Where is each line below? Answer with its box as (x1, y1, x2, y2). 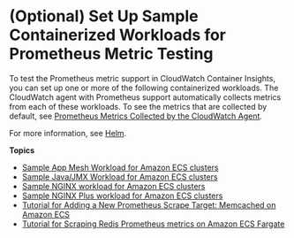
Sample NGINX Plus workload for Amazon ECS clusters (21, 190, 223, 201)
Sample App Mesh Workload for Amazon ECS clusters (21, 162, 219, 173)
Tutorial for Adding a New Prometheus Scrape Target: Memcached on (21, 199, 276, 210)
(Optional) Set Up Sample (9, 6, 199, 27)
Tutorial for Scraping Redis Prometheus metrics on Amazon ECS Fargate (21, 219, 285, 229)
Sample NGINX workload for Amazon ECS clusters (21, 180, 206, 191)
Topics (9, 144, 35, 156)
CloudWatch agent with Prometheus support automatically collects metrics (9, 91, 282, 103)
